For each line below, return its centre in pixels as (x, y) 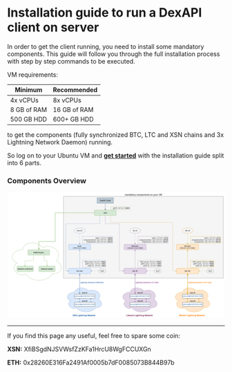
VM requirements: (33, 75)
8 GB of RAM (28, 109)
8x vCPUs (67, 100)
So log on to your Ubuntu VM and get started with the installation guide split (116, 155)
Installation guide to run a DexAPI (105, 13)
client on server (53, 27)
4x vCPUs (25, 100)
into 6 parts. (24, 162)
